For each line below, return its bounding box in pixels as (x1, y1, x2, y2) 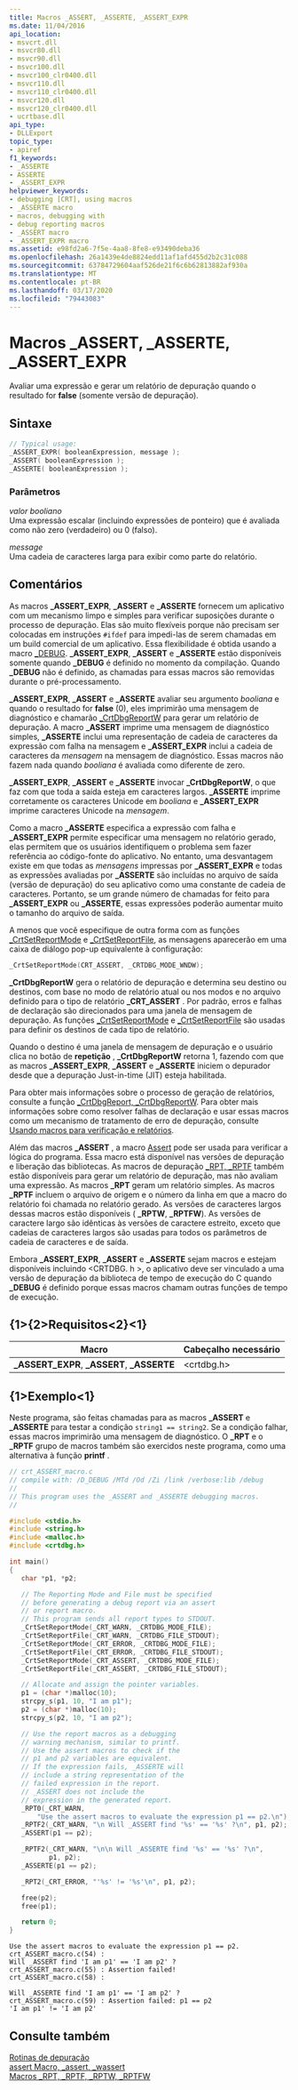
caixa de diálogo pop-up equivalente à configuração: (9, 944, 203, 954)
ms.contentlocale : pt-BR (9, 277, 101, 286)
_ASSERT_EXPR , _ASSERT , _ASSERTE (13, 1358, 176, 1371)
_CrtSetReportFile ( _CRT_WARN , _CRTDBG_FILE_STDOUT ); (20, 1631, 220, 1641)
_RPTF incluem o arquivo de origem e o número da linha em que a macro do (9, 1189, 287, 1200)
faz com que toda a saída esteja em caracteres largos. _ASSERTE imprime (9, 786, 281, 797)
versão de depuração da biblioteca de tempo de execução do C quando (9, 1273, 272, 1283)
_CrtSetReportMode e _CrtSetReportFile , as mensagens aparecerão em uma (9, 934, 287, 945)
